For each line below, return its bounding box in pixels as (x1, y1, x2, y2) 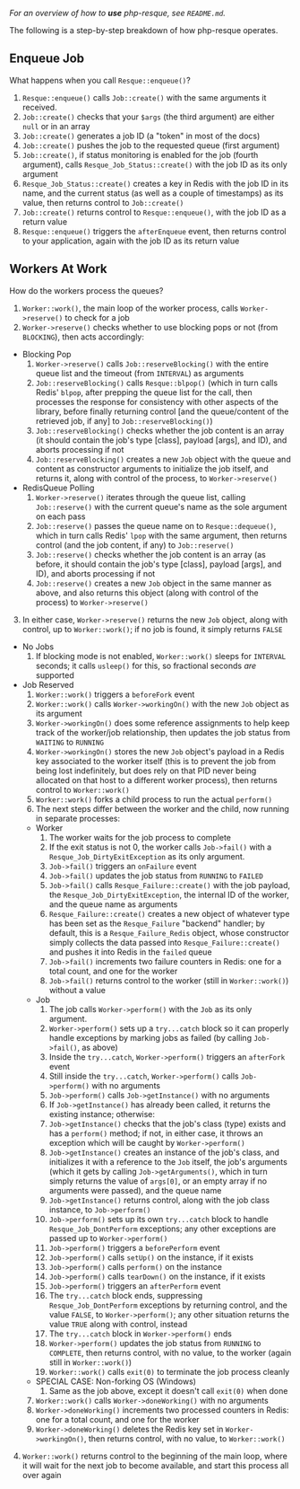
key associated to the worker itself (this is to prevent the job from (35, 755, 276, 766)
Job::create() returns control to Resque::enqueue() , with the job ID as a (21, 207, 287, 217)
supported (35, 669, 74, 681)
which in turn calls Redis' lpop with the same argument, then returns (35, 530, 287, 541)
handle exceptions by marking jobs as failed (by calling (48, 1032, 253, 1043)
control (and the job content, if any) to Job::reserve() (35, 539, 235, 551)
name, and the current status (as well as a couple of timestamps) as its (21, 188, 284, 198)
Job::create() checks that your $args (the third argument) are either (21, 111, 275, 122)
